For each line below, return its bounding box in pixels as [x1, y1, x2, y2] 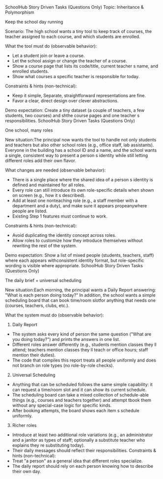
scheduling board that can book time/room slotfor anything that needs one [5, 297, 156, 303]
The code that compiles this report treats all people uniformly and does [12, 357, 156, 363]
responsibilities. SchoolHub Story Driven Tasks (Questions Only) [5, 118, 135, 123]
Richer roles [12, 423, 37, 428]
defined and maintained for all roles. [12, 182, 85, 188]
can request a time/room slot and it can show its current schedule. [12, 387, 147, 393]
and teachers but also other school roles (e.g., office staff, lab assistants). [5, 142, 154, 148]
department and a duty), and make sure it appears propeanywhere [12, 203, 147, 208]
